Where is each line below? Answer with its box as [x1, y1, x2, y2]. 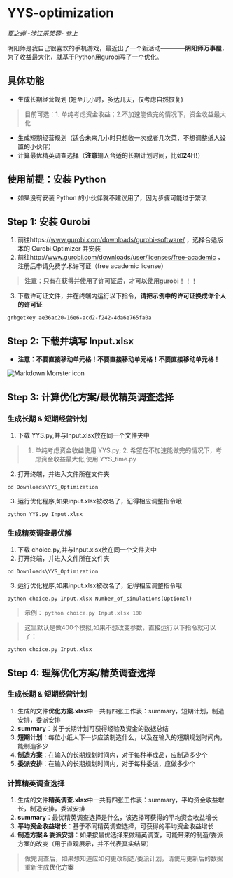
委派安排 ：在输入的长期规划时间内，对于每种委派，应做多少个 [17, 759, 196, 767]
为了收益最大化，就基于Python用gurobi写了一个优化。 [7, 53, 163, 61]
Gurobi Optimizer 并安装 [31, 244, 101, 253]
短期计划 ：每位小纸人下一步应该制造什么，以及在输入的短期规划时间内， [17, 733, 226, 741]
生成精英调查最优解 [7, 528, 72, 538]
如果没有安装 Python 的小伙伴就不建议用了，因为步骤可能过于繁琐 [17, 193, 208, 202]
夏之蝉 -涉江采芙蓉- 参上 [7, 29, 78, 37]
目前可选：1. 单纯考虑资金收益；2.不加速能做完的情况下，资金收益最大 [24, 110, 227, 118]
